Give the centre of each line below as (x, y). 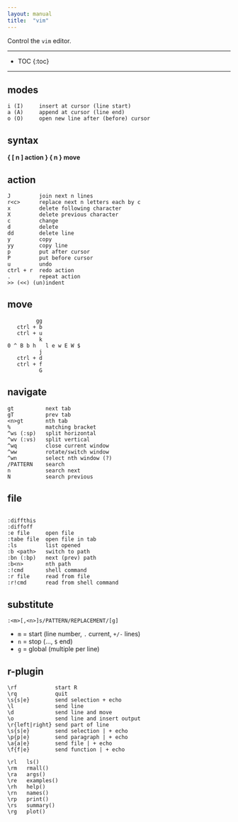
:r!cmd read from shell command (63, 583)
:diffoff (20, 527)
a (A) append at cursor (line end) (66, 113)
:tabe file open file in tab (52, 539)
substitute (30, 604)
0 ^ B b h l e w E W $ (44, 345)
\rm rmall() (28, 768)
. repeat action (44, 276)
